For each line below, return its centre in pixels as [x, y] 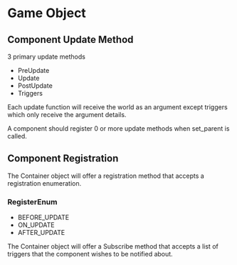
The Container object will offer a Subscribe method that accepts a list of [113, 246]
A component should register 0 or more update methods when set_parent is [118, 129]
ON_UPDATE [36, 225]
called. [17, 136]
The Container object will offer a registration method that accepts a [106, 176]
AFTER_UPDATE [41, 233]
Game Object [47, 13]
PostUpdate [35, 86]
